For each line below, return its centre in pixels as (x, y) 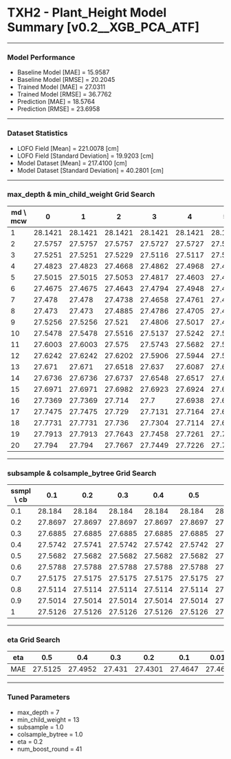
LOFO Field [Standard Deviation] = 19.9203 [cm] (85, 156)
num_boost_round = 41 (49, 749)
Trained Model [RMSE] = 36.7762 (64, 94)
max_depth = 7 (38, 712)
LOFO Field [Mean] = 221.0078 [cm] (68, 148)
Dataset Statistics (37, 134)
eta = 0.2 (30, 741)
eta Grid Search (34, 640)
